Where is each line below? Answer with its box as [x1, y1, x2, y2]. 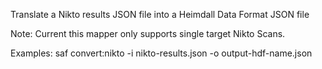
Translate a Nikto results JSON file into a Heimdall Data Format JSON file [10, 9, 310, 20]
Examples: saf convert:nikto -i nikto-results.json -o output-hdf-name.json [10, 47, 313, 59]
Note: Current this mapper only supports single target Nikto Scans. [10, 28, 286, 39]
